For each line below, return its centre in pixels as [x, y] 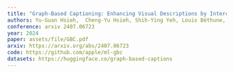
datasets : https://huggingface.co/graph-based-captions [90, 59]
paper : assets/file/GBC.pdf [48, 40]
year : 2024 [23, 33]
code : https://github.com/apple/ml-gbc [65, 53]
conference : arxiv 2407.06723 [51, 26]
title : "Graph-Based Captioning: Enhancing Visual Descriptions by [107, 14]
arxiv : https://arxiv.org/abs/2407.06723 [68, 46]
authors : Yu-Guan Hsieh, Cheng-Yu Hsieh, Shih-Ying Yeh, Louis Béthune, [117, 20]
